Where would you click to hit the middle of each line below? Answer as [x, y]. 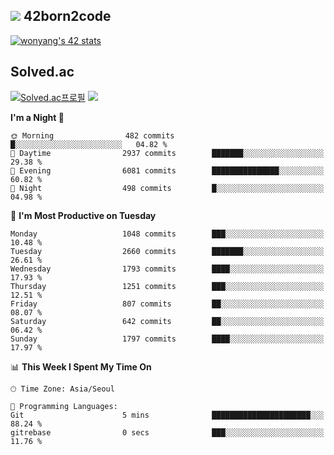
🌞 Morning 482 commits [92, 135]
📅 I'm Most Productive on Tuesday [83, 215]
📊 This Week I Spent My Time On [81, 366]
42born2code [67, 16]
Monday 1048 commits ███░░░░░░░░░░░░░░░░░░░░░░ [167, 234]
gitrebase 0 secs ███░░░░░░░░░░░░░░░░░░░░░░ [167, 432]
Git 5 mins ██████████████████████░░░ [167, 415]
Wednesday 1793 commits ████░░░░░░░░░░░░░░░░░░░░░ [167, 269]
